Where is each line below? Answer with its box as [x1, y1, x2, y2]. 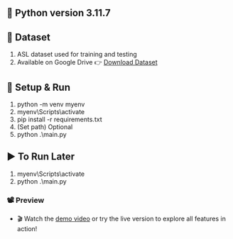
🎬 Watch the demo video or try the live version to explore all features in [16, 214, 227, 223]
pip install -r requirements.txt [16, 115, 102, 124]
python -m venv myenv [16, 100, 85, 109]
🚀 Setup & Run [6, 81, 71, 93]
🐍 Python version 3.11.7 [6, 7, 111, 19]
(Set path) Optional [16, 123, 73, 131]
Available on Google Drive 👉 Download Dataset [16, 58, 158, 67]
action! [16, 225, 38, 233]
